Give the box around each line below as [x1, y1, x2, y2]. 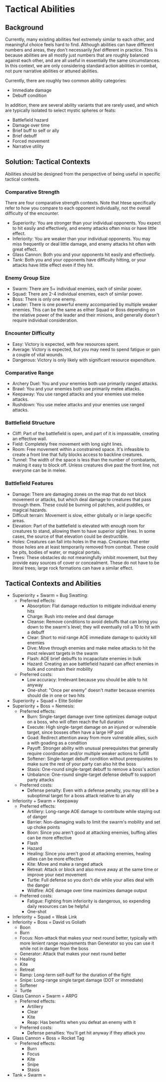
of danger [27, 814, 47, 820]
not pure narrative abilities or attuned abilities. [5, 68, 99, 74]
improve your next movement [27, 872, 87, 878]
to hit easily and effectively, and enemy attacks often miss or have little [12, 225, 157, 231]
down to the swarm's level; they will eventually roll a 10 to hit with [27, 624, 160, 630]
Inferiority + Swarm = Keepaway [12, 798, 79, 804]
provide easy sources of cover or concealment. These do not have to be [12, 560, 160, 566]
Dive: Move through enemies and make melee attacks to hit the [27, 645, 156, 651]
